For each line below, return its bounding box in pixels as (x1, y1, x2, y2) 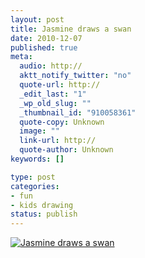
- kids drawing (10, 200, 74, 210)
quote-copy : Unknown (19, 117, 105, 127)
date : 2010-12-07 (10, 33, 83, 43)
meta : (10, 52, 33, 62)
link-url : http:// (19, 136, 97, 146)
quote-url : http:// (19, 80, 101, 90)
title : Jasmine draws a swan (10, 24, 132, 34)
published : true (10, 42, 78, 53)
